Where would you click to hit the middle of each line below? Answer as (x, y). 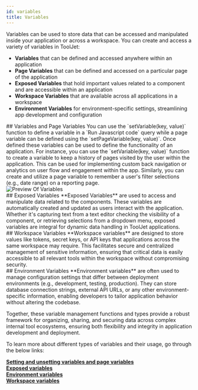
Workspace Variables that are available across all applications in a (96, 96)
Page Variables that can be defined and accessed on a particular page (101, 70)
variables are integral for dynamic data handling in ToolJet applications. (93, 227)
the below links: (25, 350)
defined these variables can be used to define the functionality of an (90, 145)
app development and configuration (58, 115)
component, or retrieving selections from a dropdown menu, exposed (91, 220)
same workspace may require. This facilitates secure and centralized (90, 246)
